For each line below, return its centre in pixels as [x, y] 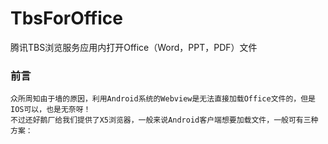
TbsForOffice [66, 18]
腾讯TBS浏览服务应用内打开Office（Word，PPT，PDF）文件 [134, 47]
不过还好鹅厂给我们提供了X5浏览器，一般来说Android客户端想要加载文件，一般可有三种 [164, 120]
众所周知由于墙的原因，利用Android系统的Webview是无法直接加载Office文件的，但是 [163, 99]
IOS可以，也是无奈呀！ [51, 110]
